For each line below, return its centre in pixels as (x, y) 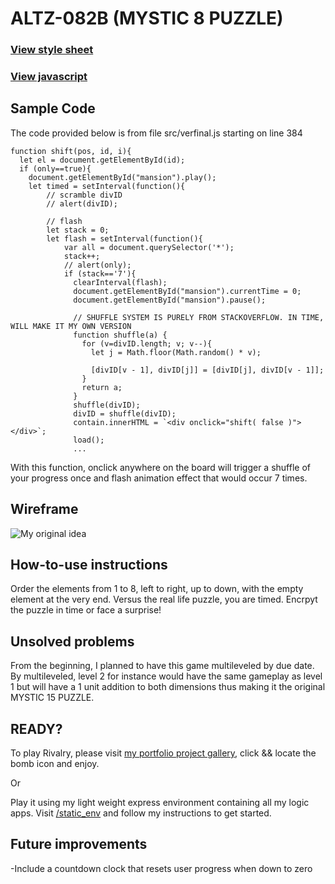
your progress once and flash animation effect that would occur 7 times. (159, 478)
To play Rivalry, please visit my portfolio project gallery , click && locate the (163, 753)
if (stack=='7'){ (100, 273)
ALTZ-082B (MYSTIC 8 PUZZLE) (147, 18)
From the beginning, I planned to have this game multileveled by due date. (162, 666)
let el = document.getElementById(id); (102, 160)
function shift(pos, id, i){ (71, 151)
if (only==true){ (55, 168)
